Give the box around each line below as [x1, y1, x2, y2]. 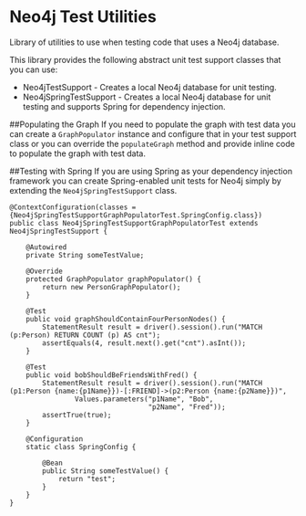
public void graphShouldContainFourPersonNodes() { [25, 314, 226, 323]
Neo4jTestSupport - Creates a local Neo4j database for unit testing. [22, 81, 278, 92]
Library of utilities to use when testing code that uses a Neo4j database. [9, 37, 280, 47]
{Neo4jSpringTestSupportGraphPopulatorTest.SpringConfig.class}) [9, 210, 262, 220]
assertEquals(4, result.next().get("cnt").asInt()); [42, 338, 247, 348]
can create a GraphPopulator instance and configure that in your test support [9, 128, 297, 139]
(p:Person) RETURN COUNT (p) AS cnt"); [9, 331, 161, 340]
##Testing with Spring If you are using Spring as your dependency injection [9, 165, 293, 176]
